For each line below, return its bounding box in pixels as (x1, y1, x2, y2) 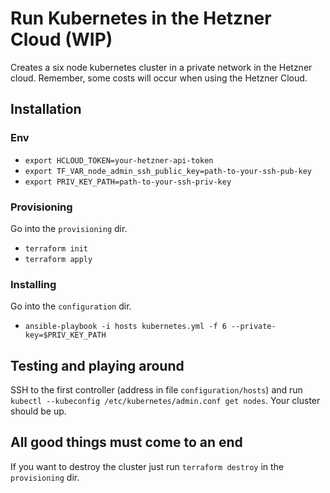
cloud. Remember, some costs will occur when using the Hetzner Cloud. (10, 72, 308, 84)
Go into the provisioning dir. (10, 222, 128, 234)
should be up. (10, 405, 67, 417)
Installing (10, 277, 57, 291)
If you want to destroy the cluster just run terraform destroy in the (10, 460, 285, 472)
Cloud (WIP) (10, 28, 113, 51)
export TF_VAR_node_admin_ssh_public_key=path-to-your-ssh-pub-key (24, 166, 312, 176)
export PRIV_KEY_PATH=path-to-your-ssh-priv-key (24, 177, 232, 187)
